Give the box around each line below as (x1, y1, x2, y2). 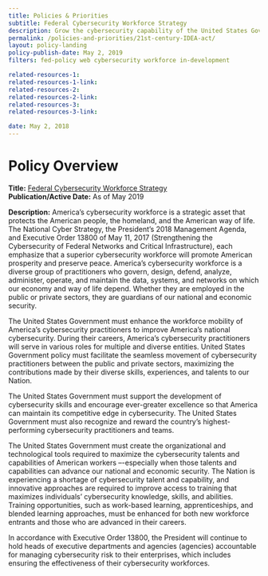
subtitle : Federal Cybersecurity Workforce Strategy (8, 19, 187, 27)
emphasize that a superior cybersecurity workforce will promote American (8, 250, 253, 259)
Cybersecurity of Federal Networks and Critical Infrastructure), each (8, 241, 233, 250)
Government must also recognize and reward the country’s (8, 417, 202, 426)
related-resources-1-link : (8, 78, 98, 86)
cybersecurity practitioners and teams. (46, 425, 175, 434)
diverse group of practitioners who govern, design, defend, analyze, (8, 266, 232, 276)
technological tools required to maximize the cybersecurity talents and (8, 449, 240, 458)
